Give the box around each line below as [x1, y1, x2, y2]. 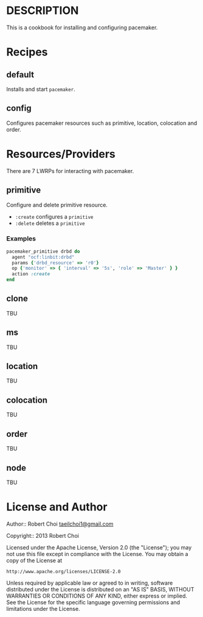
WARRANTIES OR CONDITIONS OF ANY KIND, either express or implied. [6, 592, 187, 599]
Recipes [6, 45, 48, 59]
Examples [6, 234, 36, 243]
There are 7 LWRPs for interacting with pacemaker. [6, 167, 134, 174]
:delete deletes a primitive [15, 219, 85, 227]
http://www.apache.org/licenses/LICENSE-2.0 [6, 568, 121, 574]
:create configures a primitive [15, 213, 94, 220]
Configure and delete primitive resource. [6, 201, 108, 208]
